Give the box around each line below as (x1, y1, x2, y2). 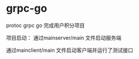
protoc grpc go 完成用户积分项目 (6, 22, 85, 29)
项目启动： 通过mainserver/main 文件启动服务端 (6, 34, 122, 41)
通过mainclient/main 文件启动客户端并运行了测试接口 (6, 46, 134, 54)
